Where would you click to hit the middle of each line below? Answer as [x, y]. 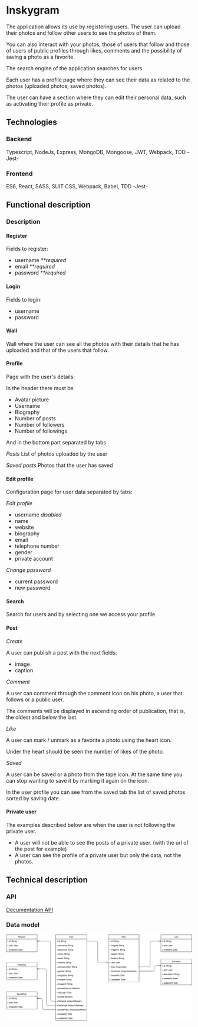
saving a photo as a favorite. [40, 57]
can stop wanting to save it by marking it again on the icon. [77, 780]
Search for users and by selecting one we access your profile [81, 614]
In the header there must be [40, 388]
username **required [40, 260]
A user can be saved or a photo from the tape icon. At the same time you [94, 774]
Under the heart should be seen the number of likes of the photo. [85, 751]
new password [32, 588]
